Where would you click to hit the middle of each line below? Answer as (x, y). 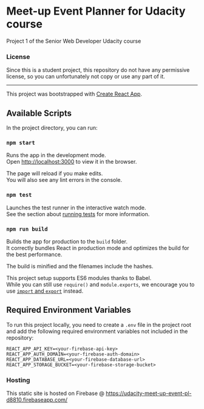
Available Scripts (39, 113)
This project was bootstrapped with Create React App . (74, 94)
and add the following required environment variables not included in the (97, 331)
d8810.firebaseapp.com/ (37, 400)
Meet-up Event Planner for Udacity (96, 11)
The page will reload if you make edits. (55, 173)
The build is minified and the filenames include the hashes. (80, 266)
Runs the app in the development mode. (56, 155)
